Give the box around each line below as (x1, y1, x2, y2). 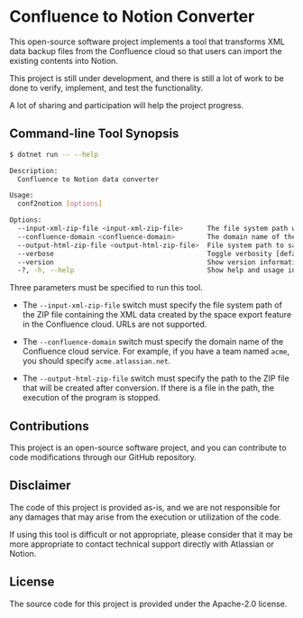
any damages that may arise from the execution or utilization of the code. (9, 512, 281, 522)
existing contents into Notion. (9, 55, 119, 66)
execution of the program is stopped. (22, 392, 161, 403)
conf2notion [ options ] (17, 199, 103, 208)
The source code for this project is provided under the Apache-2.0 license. (9, 598, 288, 609)
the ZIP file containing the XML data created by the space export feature (22, 309, 292, 320)
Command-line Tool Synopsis (9, 126, 179, 142)
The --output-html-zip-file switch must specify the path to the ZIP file (22, 373, 290, 384)
